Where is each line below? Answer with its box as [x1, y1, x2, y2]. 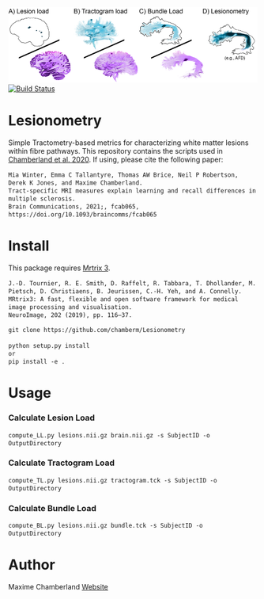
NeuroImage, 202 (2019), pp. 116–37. [8, 311, 133, 319]
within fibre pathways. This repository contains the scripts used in [8, 147, 224, 156]
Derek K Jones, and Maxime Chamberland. [8, 179, 144, 187]
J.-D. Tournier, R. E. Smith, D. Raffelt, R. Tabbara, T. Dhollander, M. [8, 280, 257, 288]
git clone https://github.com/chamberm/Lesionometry [8, 326, 186, 334]
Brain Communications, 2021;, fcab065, [8, 203, 140, 211]
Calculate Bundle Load [8, 502, 97, 513]
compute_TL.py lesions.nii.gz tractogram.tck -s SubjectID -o [8, 476, 217, 484]
